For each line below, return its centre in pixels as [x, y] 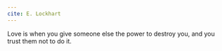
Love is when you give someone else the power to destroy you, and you [111, 34]
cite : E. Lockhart [34, 14]
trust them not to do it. [40, 41]
